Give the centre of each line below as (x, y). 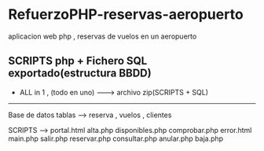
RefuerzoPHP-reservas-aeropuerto (126, 15)
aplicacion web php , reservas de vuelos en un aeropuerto (103, 36)
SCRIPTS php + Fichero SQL (78, 61)
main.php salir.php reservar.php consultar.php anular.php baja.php (116, 138)
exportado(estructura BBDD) (80, 74)
